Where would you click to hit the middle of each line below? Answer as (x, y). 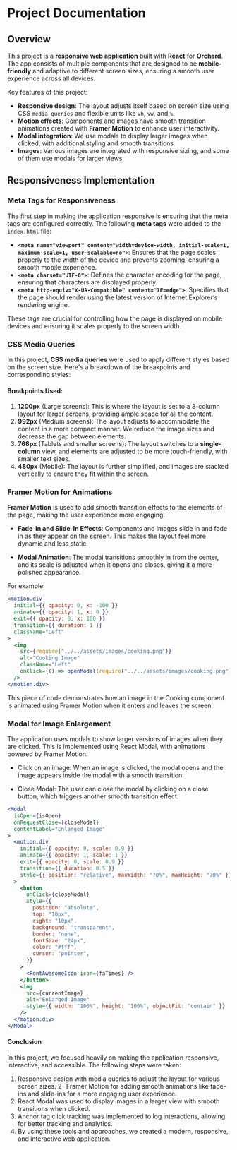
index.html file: (29, 231)
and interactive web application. (64, 1139)
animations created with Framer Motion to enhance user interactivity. (119, 128)
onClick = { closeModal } (58, 894)
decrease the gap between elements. (72, 436)
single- (211, 444)
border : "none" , (56, 934)
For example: (26, 586)
